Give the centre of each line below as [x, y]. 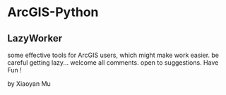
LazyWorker [35, 38]
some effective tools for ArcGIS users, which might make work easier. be [113, 55]
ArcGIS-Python [53, 12]
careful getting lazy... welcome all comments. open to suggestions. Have [113, 63]
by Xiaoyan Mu [29, 84]
